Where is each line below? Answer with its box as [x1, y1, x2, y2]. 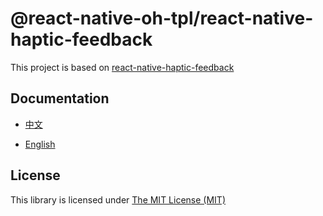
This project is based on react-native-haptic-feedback [10, 61, 235, 73]
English [24, 138, 56, 150]
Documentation [10, 90, 110, 107]
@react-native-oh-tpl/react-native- [10, 7, 314, 30]
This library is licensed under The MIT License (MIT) [10, 193, 226, 206]
